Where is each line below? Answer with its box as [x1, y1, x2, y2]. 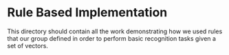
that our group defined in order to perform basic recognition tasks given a [7, 34, 217, 42]
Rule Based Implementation [7, 5, 168, 20]
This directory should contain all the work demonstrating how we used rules [7, 27, 223, 35]
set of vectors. [7, 41, 48, 50]
